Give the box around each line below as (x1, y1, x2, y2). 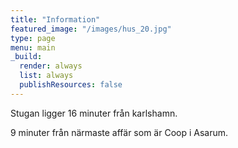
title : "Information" (10, 14, 101, 25)
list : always (19, 71, 74, 81)
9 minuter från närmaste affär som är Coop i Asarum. (10, 126, 229, 138)
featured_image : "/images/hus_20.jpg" (10, 24, 172, 34)
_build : (10, 52, 43, 62)
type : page (10, 33, 56, 43)
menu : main (10, 42, 56, 53)
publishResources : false (19, 80, 123, 90)
